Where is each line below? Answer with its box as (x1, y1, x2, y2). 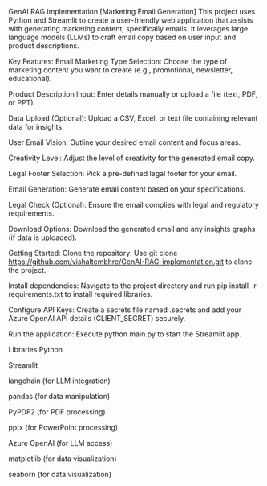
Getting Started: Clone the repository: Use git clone (8, 249, 178, 257)
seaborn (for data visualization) (8, 470, 112, 479)
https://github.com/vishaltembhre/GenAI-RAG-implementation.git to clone (8, 257, 253, 266)
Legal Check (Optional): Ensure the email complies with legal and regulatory (8, 200, 259, 209)
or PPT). (8, 98, 36, 107)
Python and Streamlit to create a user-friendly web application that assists (8, 15, 253, 25)
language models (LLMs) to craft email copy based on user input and (8, 32, 237, 42)
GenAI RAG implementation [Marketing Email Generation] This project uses (8, 7, 256, 16)
